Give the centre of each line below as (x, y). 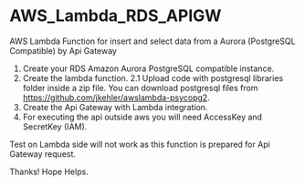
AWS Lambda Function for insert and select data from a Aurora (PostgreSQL (152, 41)
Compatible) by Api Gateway (63, 50)
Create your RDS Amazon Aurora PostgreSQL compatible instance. (148, 68)
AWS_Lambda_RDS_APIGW (116, 16)
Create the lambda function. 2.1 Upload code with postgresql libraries (153, 77)
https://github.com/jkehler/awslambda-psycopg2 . (116, 98)
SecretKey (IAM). (55, 126)
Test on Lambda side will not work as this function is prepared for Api (140, 144)
